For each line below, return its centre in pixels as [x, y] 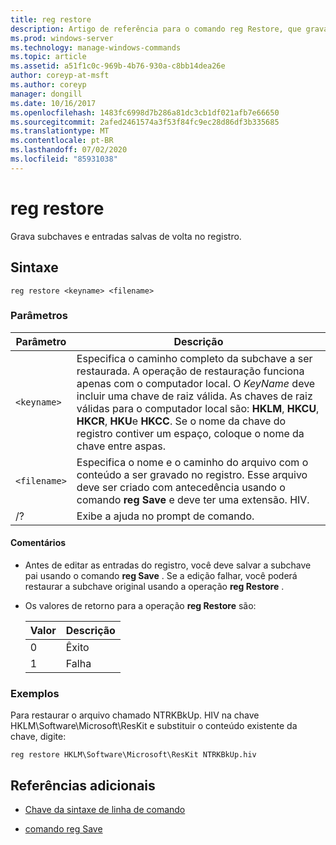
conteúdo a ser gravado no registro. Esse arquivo [192, 474]
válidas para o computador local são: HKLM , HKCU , [198, 408]
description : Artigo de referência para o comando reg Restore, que [156, 29]
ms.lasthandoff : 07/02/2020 [69, 150]
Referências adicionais [83, 785]
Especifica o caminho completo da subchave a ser [194, 358]
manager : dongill [46, 94]
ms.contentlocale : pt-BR [62, 141]
